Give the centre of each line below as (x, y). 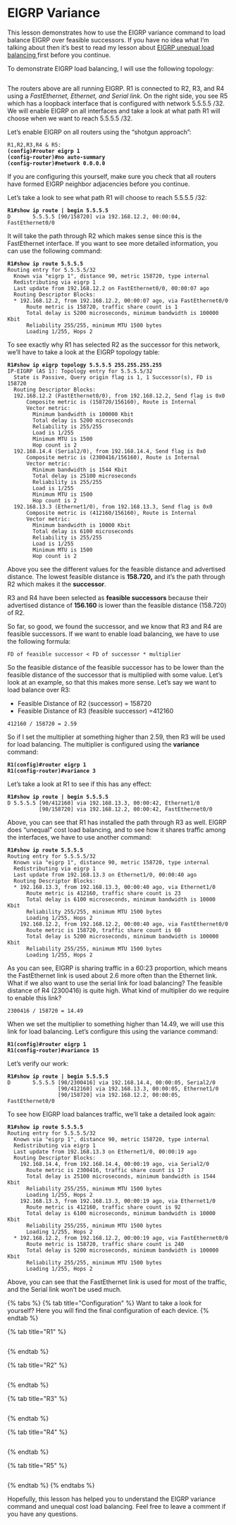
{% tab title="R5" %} (38, 1465)
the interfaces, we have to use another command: (79, 837)
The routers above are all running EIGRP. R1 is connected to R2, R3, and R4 (116, 88)
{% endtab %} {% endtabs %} (51, 1485)
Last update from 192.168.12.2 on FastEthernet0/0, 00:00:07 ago (112, 288)
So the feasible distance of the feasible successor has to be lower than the (116, 667)
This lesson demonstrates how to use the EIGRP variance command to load (116, 32)
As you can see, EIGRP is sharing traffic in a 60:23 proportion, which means (117, 968)
